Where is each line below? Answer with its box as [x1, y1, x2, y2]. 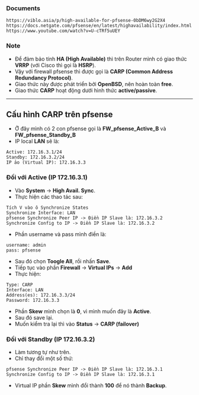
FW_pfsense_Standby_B [14, 132, 76, 139]
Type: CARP [6, 282, 33, 288]
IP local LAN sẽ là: [14, 138, 60, 145]
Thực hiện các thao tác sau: [14, 193, 83, 200]
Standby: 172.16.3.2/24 [6, 154, 65, 161]
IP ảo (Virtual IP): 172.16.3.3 [6, 160, 86, 165]
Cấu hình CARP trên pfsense [6, 109, 113, 119]
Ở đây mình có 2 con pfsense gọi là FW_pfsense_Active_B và [14, 125, 166, 132]
